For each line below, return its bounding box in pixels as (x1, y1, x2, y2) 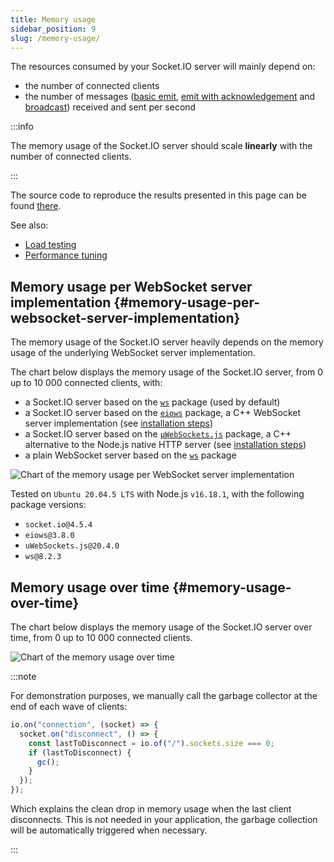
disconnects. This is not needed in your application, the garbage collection (10, 814, 318, 825)
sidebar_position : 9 (10, 24, 97, 34)
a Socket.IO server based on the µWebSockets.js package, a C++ (24, 428, 292, 440)
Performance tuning (24, 249, 108, 261)
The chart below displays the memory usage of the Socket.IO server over (10, 621, 313, 633)
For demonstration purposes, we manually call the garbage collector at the (10, 690, 318, 701)
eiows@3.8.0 (24, 531, 75, 541)
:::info (10, 121, 34, 133)
